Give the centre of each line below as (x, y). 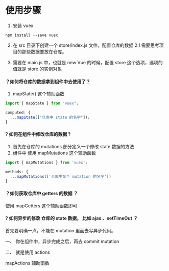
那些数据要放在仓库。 (44, 51)
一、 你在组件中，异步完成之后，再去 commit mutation (62, 241)
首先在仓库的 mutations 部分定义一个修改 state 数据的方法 (73, 146)
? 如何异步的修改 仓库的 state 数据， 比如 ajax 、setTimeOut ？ (71, 218)
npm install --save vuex (32, 35)
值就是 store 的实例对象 (37, 69)
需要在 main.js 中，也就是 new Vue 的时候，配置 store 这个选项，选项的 (88, 62)
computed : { (18, 113)
